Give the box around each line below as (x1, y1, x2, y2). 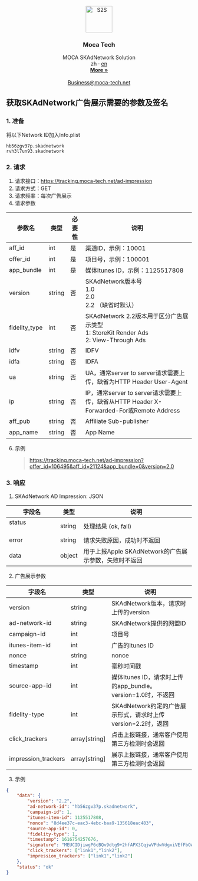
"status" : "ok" (16, 864, 54, 870)
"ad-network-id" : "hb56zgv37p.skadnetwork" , (27, 804, 138, 810)
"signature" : (27, 842, 60, 848)
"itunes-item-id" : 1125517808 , (27, 814, 104, 820)
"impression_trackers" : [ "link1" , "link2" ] (27, 853, 133, 859)
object (60, 551, 78, 559)
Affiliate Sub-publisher (85, 417, 149, 425)
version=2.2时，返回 (111, 719, 169, 728)
